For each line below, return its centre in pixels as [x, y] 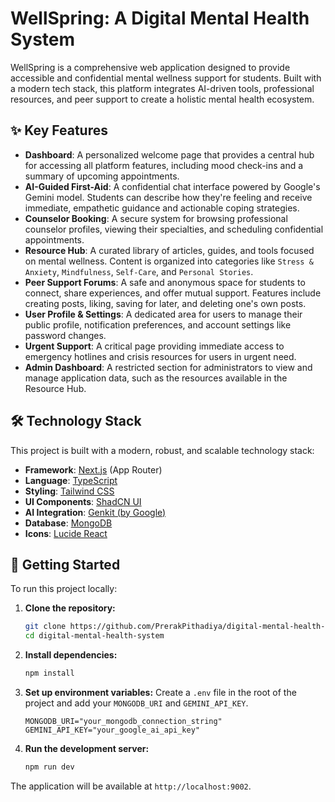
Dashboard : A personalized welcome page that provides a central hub [169, 154]
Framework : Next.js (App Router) [93, 469]
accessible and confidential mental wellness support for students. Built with [166, 78]
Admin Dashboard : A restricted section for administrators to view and [168, 367]
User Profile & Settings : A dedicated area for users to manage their [163, 314]
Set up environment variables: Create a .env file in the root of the [160, 692]
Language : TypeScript [71, 480]
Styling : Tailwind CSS [69, 491]
